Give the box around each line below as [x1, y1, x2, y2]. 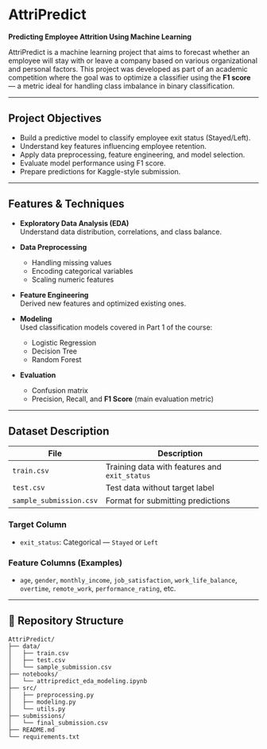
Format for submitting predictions [105, 495, 230, 506]
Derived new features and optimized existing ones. [19, 298, 187, 308]
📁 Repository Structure [8, 614, 124, 628]
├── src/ [8, 684, 37, 692]
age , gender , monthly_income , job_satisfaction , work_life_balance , [19, 575, 238, 584]
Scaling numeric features [31, 275, 114, 284]
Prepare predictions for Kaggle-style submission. [19, 166, 181, 176]
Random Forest [31, 354, 82, 364]
